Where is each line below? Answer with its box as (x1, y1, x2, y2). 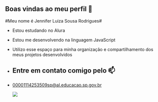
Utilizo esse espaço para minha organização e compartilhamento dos (12, 46, 154, 52)
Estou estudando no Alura (12, 27, 65, 33)
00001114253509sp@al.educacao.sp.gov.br (12, 82, 102, 88)
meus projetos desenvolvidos (12, 51, 73, 57)
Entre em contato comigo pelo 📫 (12, 67, 116, 75)
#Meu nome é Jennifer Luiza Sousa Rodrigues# (5, 18, 102, 24)
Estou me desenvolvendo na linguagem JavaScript (12, 37, 116, 43)
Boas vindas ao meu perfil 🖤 (5, 5, 93, 13)
